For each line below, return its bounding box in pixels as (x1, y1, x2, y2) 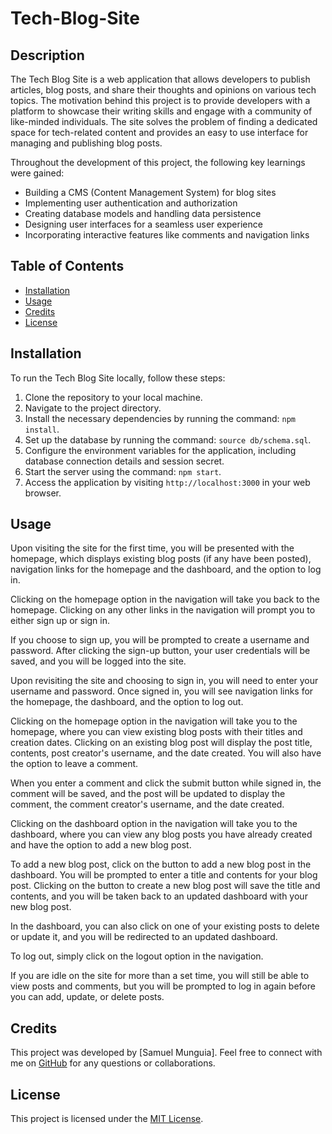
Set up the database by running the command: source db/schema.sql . (24, 433, 312, 446)
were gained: (10, 167, 65, 179)
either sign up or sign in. (10, 615, 111, 627)
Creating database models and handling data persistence (24, 208, 262, 219)
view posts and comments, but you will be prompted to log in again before (10, 980, 316, 992)
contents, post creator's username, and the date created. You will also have (10, 747, 322, 759)
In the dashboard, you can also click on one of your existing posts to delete (10, 920, 320, 932)
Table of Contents (10, 258, 125, 275)
